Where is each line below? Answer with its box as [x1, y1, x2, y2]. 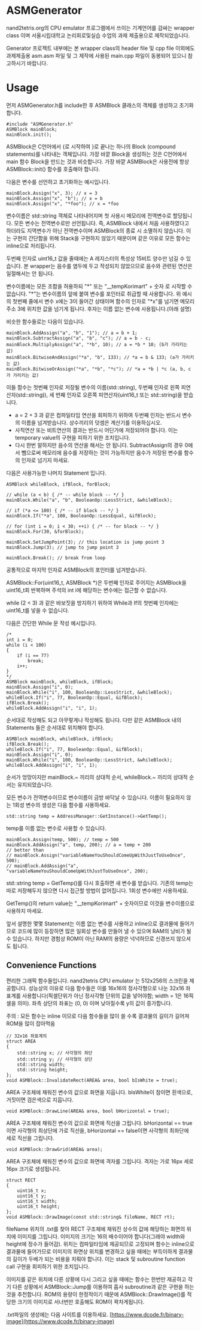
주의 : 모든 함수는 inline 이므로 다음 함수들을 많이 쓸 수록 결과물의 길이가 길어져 [6, 1012, 190, 1019]
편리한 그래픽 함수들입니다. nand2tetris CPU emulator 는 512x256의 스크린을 [6, 977, 188, 984]
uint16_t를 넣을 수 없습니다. [6, 606, 70, 614]
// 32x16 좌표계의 [6, 1033, 47, 1039]
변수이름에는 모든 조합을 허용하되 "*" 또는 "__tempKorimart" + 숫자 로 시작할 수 [6, 282, 193, 290]
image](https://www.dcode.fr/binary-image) [6, 1317, 115, 1325]
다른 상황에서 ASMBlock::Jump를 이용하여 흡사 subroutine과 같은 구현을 [12, 1283, 184, 1290]
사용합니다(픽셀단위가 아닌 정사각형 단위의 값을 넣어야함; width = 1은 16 [22, 992, 190, 999]
